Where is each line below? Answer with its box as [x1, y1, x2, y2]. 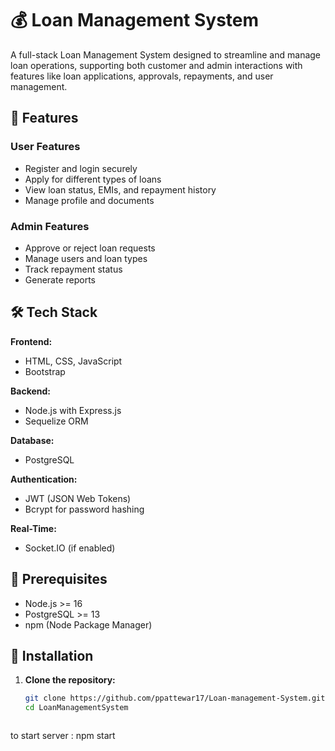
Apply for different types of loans [24, 173, 162, 185]
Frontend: [10, 335, 53, 347]
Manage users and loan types [24, 252, 148, 264]
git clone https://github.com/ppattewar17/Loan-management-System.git [24, 693, 326, 704]
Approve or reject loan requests [24, 242, 156, 254]
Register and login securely [24, 162, 138, 174]
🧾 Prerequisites [10, 571, 108, 588]
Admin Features [10, 219, 90, 233]
